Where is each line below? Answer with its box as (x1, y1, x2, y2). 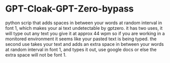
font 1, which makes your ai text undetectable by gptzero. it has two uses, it (5, 25, 163, 31)
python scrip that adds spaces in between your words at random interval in (5, 20, 162, 26)
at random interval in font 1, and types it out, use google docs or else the (5, 46, 157, 52)
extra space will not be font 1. (5, 51, 67, 58)
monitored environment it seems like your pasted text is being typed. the (5, 36, 157, 42)
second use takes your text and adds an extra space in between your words (5, 41, 164, 47)
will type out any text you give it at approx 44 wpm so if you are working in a (5, 30, 165, 36)
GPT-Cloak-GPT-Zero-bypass (5, 3, 134, 15)
